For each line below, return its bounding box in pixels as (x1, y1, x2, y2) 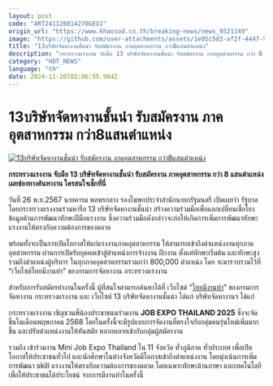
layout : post (8, 11, 53, 20)
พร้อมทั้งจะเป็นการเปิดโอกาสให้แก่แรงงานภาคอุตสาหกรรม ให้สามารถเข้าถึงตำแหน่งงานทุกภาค (8, 238, 254, 248)
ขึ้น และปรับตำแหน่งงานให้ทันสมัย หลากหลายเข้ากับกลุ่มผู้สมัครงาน (8, 326, 184, 336)
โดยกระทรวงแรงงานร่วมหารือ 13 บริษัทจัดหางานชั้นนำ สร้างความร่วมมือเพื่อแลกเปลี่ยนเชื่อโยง (8, 204, 255, 213)
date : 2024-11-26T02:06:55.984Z (8, 72, 118, 81)
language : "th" (8, 65, 60, 73)
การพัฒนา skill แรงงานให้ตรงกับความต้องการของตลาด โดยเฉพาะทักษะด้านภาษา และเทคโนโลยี (8, 360, 262, 371)
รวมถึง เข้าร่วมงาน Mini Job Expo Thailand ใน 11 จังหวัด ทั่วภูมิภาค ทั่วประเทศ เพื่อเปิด (8, 342, 253, 352)
